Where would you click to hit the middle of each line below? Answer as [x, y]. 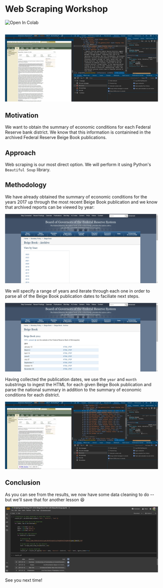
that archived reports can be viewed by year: [50, 207]
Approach [20, 153]
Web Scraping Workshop [57, 9]
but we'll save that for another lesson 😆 [45, 500]
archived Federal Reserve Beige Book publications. [56, 137]
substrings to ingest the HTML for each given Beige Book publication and [78, 385]
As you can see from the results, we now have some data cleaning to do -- [80, 494]
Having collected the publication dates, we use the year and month [71, 379]
